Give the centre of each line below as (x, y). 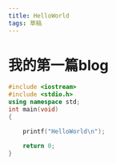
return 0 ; (39, 146)
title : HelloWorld (39, 16)
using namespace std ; (44, 102)
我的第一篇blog (59, 65)
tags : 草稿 (25, 23)
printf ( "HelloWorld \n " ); (64, 131)
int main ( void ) (34, 110)
